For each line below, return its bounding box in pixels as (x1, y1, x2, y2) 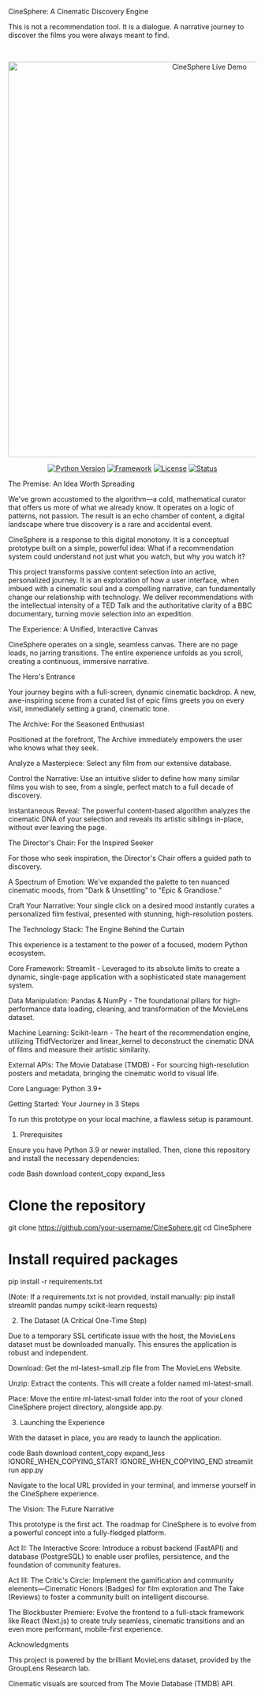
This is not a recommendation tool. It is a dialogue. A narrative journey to (8, 22, 244, 31)
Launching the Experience (19, 1417, 105, 1427)
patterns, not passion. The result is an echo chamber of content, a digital (8, 511, 244, 521)
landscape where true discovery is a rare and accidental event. (8, 520, 213, 529)
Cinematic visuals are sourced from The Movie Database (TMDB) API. (8, 1678, 235, 1688)
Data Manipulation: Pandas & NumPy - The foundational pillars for (8, 996, 222, 1005)
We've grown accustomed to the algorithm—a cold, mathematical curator (8, 495, 246, 503)
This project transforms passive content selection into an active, (8, 567, 217, 576)
